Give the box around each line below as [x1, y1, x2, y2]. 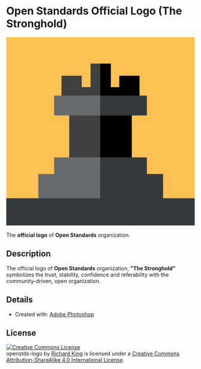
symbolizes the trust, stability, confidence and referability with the [6, 271, 169, 278]
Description [6, 249, 51, 259]
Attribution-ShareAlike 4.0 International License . [6, 356, 124, 364]
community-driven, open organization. [6, 277, 100, 285]
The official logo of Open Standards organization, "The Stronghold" [6, 264, 176, 272]
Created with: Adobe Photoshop [14, 310, 95, 318]
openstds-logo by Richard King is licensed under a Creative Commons [6, 350, 179, 357]
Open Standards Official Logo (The [6, 4, 182, 18]
